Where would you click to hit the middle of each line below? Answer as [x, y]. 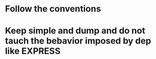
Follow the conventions [53, 9]
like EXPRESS [33, 51]
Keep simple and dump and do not [75, 31]
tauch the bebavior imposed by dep [78, 41]
